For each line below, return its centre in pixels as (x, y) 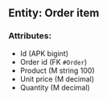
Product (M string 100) (57, 70)
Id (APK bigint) (44, 53)
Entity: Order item (54, 13)
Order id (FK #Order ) (53, 62)
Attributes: (30, 36)
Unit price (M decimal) (57, 78)
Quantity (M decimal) (55, 87)
